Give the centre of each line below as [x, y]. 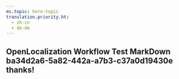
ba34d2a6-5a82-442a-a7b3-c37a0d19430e [90, 61]
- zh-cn [21, 22]
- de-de [21, 28]
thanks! [20, 70]
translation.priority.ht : [37, 17]
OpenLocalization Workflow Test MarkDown [88, 51]
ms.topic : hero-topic [32, 11]
